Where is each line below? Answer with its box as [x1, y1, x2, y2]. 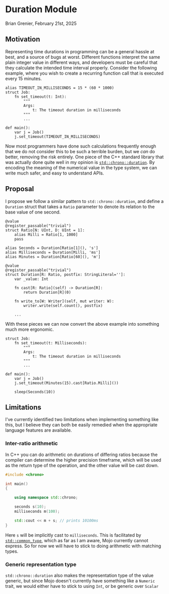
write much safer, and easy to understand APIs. [5, 170, 104, 176]
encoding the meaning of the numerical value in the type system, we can [5, 164, 157, 170]
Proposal [5, 185, 34, 193]
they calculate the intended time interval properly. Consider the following [5, 64, 157, 71]
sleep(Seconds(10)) [14, 389, 56, 394]
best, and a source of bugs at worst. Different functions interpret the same [5, 54, 160, 60]
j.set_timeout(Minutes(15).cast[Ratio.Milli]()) [14, 380, 119, 386]
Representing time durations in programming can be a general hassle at [5, 48, 154, 54]
